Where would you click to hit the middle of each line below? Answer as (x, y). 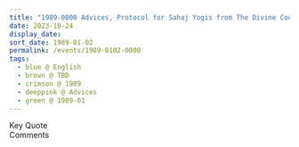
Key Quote (28, 126)
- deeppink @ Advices (57, 92)
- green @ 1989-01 (52, 100)
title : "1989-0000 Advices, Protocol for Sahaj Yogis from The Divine (143, 17)
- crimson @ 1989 (49, 84)
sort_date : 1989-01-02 (51, 42)
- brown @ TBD (43, 76)
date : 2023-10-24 (41, 26)
